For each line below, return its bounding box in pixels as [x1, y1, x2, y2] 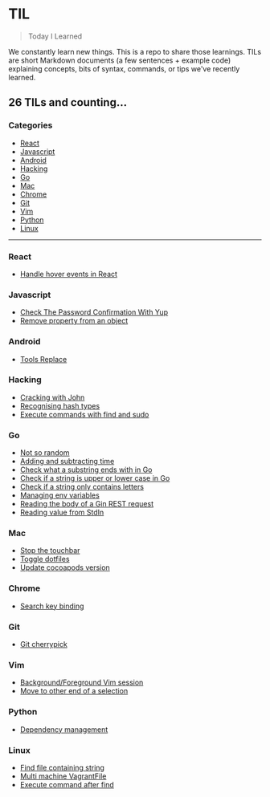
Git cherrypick [19, 640, 68, 649]
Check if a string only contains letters [19, 482, 145, 492]
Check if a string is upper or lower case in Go [19, 474, 170, 483]
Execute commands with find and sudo [19, 409, 149, 419]
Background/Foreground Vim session [19, 677, 144, 687]
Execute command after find [19, 779, 114, 789]
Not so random [19, 448, 70, 457]
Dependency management [19, 724, 108, 734]
